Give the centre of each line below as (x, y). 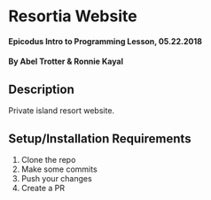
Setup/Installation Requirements (100, 138)
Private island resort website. (62, 111)
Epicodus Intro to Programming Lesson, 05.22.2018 (105, 41)
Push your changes (56, 178)
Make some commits (59, 169)
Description (41, 89)
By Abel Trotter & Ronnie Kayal (66, 62)
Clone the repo (48, 160)
